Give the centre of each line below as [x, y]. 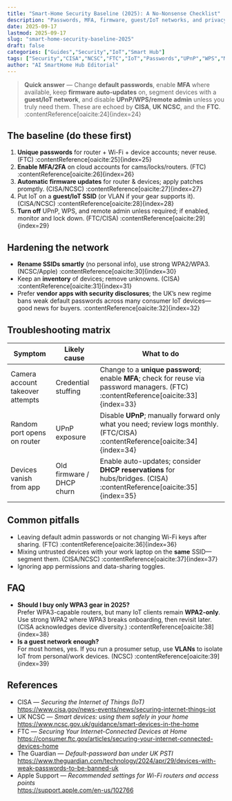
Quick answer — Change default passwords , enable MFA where [117, 84]
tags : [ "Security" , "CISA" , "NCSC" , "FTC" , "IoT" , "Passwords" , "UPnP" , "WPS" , [114, 59]
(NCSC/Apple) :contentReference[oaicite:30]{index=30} [97, 272]
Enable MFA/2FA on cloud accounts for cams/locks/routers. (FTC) [112, 167]
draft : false [26, 46]
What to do [161, 354]
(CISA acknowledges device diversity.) [72, 627]
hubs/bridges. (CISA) [134, 479]
